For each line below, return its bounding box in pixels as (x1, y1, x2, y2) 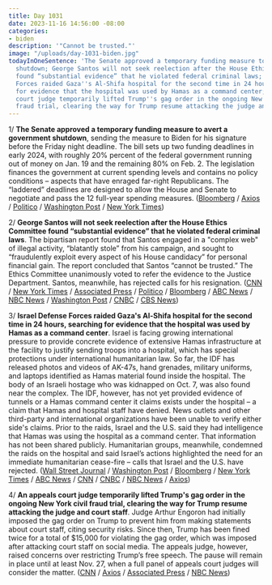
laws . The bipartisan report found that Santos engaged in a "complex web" (8, 235, 259, 245)
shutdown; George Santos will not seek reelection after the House (15, 65, 249, 73)
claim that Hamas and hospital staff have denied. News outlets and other (8, 406, 251, 416)
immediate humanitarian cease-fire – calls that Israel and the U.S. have (8, 457, 244, 467)
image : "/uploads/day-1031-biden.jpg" (8, 49, 139, 58)
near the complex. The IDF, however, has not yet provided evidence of (8, 388, 243, 398)
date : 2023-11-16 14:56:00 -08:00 (8, 19, 125, 28)
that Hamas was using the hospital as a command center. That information (8, 431, 257, 442)
